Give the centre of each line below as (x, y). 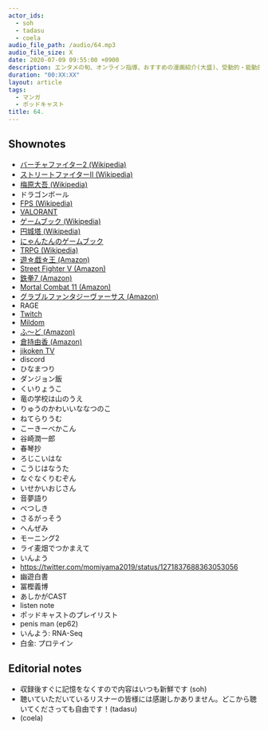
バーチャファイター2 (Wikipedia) (73, 164)
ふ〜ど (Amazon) (47, 332)
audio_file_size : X (41, 53)
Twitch (31, 314)
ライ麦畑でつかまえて (55, 547)
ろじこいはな (41, 458)
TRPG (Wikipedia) (49, 250)
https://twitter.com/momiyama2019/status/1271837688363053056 (129, 567)
